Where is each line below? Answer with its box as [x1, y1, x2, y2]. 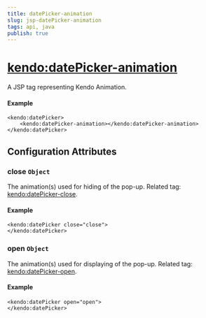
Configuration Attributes [7, 145, 117, 157]
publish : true [7, 29, 49, 37]
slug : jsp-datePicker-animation [7, 17, 102, 24]
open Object [7, 244, 49, 254]
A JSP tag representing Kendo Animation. [7, 83, 128, 92]
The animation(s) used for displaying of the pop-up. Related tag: [7, 259, 193, 268]
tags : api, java [7, 23, 55, 30]
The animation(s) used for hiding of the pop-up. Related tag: [7, 182, 181, 191]
